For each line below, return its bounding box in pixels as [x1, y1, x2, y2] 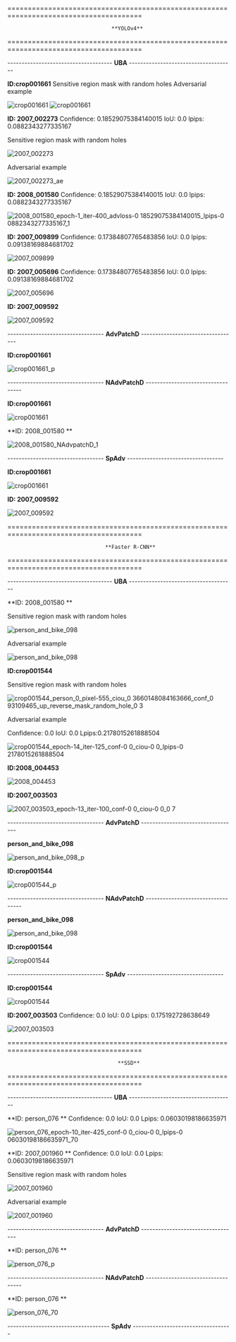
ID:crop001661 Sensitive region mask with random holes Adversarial [7, 80, 206, 88]
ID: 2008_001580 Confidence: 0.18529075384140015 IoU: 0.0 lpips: [7, 191, 206, 198]
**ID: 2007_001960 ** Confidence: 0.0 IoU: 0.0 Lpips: [7, 1149, 163, 1157]
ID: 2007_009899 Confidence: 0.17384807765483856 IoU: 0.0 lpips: [7, 233, 208, 241]
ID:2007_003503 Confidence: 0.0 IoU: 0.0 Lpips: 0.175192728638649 [7, 1011, 210, 1020]
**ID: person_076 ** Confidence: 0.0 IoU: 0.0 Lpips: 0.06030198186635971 [7, 1114, 227, 1123]
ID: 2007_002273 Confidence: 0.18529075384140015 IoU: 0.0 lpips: [7, 114, 204, 123]
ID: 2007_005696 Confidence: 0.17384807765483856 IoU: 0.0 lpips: [7, 267, 207, 276]
